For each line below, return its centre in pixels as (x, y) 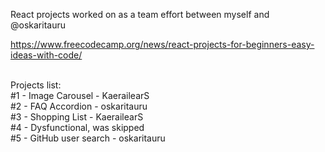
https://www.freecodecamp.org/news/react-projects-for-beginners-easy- (162, 44)
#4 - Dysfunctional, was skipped (77, 127)
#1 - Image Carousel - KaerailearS (80, 95)
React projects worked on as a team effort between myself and (140, 14)
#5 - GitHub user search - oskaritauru (88, 138)
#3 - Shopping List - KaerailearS (77, 117)
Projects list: (36, 85)
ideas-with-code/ (46, 55)
